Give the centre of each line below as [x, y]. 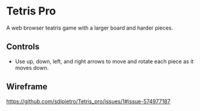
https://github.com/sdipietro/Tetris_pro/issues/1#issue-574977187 [89, 101]
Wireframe [27, 87]
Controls [23, 47]
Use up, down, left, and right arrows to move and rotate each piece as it [104, 61]
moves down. [32, 68]
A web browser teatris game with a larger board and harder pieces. [90, 28]
